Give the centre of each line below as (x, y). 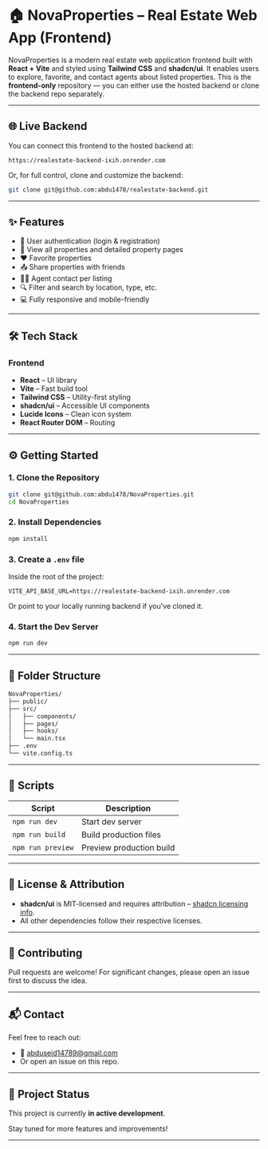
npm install (28, 539)
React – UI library (48, 381)
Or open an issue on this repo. (69, 1061)
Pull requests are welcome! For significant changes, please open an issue (129, 972)
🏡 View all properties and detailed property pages (101, 250)
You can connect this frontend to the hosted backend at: (101, 145)
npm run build (39, 834)
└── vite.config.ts (41, 754)
